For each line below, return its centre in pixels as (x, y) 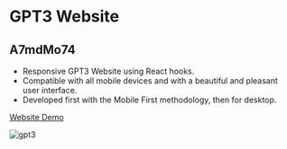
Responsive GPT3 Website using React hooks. (108, 71)
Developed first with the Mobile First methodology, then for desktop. (149, 100)
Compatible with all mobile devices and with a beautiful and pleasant (150, 81)
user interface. (50, 90)
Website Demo (37, 117)
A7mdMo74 (42, 50)
